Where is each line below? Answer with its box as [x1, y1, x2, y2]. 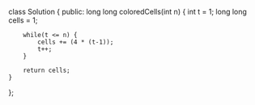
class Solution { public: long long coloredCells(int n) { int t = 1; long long [8, 7, 247, 16]
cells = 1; [8, 15, 38, 25]
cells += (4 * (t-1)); [37, 38, 114, 46]
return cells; [23, 66, 70, 74]
